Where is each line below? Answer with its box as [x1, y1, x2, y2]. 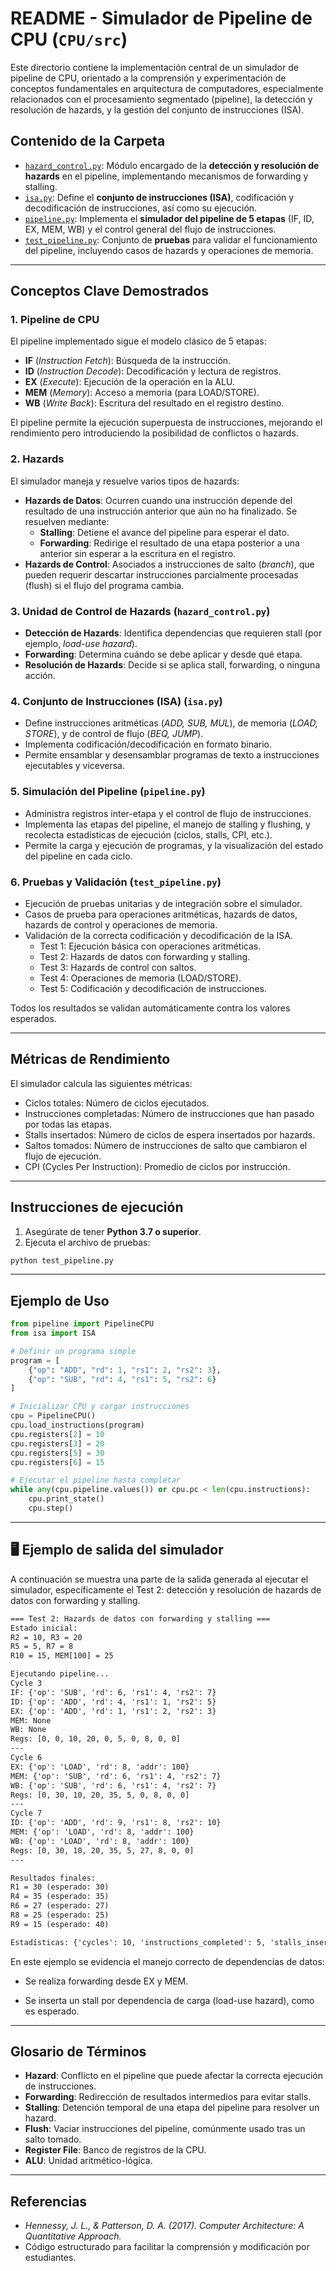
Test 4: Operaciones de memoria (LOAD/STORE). [39, 972, 242, 984]
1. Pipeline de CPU [10, 313, 100, 327]
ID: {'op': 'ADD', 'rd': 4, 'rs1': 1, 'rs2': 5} [10, 1697, 217, 1707]
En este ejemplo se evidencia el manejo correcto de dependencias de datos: [10, 1955, 325, 1967]
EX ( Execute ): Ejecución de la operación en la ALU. [24, 376, 235, 388]
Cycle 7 [10, 1808, 43, 1819]
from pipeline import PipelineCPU [10, 1319, 155, 1329]
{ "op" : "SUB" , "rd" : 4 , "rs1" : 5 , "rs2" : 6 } [28, 1374, 217, 1384]
